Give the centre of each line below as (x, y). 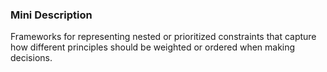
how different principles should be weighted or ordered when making (153, 47)
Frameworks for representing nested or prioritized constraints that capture (163, 37)
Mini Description (51, 15)
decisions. (31, 58)
